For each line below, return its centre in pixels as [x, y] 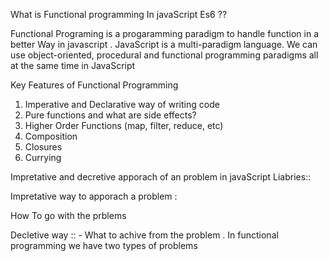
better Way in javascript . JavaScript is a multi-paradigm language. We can [164, 44]
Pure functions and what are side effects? [110, 115]
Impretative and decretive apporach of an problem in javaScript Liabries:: [161, 177]
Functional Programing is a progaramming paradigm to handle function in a [164, 33]
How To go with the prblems [68, 215]
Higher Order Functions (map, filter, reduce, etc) [124, 125]
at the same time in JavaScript [73, 65]
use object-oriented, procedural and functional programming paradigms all [164, 55]
